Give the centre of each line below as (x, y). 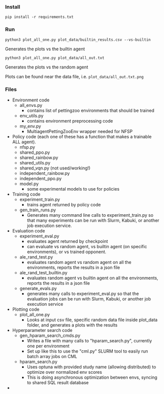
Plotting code (26, 309)
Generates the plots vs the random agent (47, 67)
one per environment (48, 346)
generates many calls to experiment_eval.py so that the (83, 294)
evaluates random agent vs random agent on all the (79, 262)
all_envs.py (31, 105)
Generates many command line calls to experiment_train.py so (90, 215)
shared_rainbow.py (39, 157)
